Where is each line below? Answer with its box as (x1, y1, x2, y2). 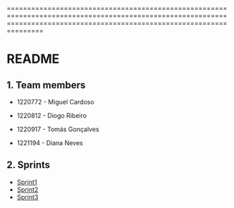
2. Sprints (6, 159, 51, 171)
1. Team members (6, 79, 86, 91)
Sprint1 (16, 178, 37, 186)
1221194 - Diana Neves (16, 139, 84, 147)
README (6, 51, 60, 67)
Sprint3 (16, 192, 39, 201)
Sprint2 (16, 185, 39, 194)
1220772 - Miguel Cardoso (16, 98, 94, 106)
